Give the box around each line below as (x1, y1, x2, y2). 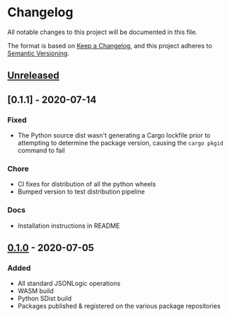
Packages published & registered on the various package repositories (17, 302, 221, 311)
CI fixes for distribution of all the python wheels (17, 180, 156, 189)
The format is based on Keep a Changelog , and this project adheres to (7, 41, 212, 50)
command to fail (17, 146, 65, 155)
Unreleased (7, 69, 60, 82)
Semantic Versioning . (7, 49, 69, 57)
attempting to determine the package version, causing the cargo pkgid (17, 139, 224, 148)
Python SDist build (17, 294, 72, 303)
